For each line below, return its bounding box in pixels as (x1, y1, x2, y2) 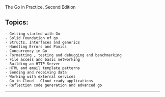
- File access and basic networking (5, 57, 80, 62)
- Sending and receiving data (5, 70, 67, 75)
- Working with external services (5, 74, 76, 79)
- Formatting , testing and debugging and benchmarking (5, 52, 122, 58)
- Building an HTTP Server (5, 61, 60, 66)
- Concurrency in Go (5, 48, 48, 53)
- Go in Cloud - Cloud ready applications (5, 78, 93, 83)
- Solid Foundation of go (5, 35, 58, 41)
